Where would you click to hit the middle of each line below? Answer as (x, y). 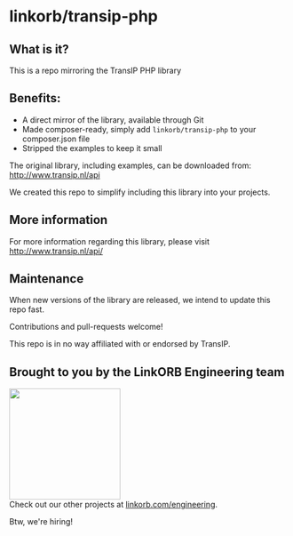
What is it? (39, 49)
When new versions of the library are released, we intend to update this (140, 300)
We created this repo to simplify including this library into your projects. (140, 192)
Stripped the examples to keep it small (92, 148)
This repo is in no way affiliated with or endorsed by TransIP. (120, 344)
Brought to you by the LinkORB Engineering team (147, 372)
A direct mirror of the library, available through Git (113, 120)
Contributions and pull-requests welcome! (86, 327)
